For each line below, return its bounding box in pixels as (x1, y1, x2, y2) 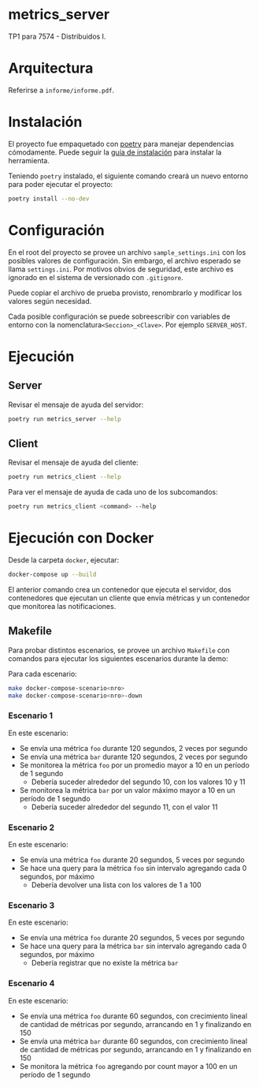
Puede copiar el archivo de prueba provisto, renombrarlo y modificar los (8, 288, 242, 297)
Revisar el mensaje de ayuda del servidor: (8, 400, 144, 409)
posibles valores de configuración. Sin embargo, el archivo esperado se (8, 256, 242, 265)
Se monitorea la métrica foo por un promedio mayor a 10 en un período (19, 760, 250, 770)
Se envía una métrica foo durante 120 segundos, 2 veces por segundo (19, 743, 248, 753)
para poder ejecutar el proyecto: (8, 179, 113, 189)
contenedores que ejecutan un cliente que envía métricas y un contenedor (8, 593, 250, 603)
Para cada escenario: (8, 669, 77, 678)
